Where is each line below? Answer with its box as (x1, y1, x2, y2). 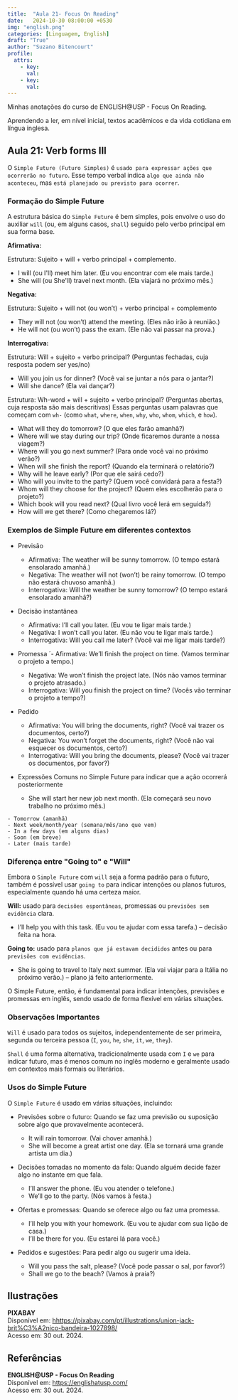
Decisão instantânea (17, 607, 78, 615)
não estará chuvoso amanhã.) (28, 577, 116, 587)
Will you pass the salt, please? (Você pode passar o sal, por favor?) (28, 1261, 225, 1270)
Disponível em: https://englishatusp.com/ (7, 1379, 128, 1387)
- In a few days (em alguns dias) (7, 828, 110, 835)
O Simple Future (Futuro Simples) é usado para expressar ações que (7, 164, 212, 172)
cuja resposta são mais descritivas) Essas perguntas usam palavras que (7, 403, 219, 412)
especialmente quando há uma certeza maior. (7, 887, 141, 896)
